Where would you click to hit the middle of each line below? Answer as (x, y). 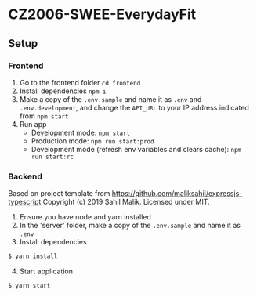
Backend (25, 176)
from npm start (44, 116)
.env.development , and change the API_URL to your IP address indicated (134, 107)
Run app (33, 124)
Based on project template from (59, 194)
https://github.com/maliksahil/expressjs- (177, 194)
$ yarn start (29, 286)
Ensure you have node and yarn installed (85, 217)
